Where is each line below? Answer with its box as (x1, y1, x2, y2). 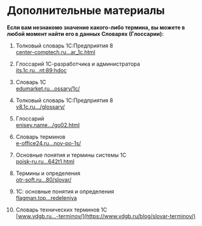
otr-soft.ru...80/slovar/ (15, 176, 72, 183)
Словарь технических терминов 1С (15, 206, 108, 213)
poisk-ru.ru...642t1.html (15, 157, 75, 165)
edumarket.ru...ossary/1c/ (15, 84, 80, 92)
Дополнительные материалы (7, 4, 165, 18)
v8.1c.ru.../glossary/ (15, 103, 65, 110)
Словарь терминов (15, 133, 66, 140)
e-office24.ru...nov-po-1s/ (15, 139, 82, 146)
